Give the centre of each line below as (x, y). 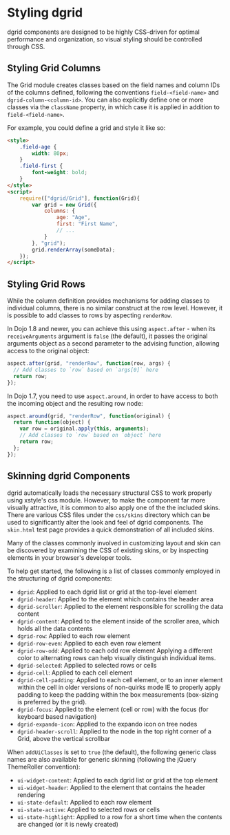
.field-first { (41, 166)
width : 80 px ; (51, 153)
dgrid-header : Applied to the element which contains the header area (115, 599)
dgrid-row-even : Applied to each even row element (89, 643)
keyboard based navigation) (57, 716)
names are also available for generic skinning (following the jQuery (102, 759)
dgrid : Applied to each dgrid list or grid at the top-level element (107, 592)
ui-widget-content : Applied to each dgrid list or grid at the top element (117, 780)
